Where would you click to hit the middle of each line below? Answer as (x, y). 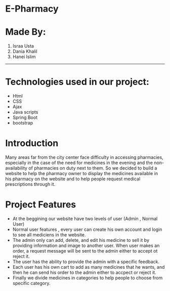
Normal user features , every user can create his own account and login (87, 229)
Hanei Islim (24, 57)
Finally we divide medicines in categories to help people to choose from (88, 278)
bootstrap (23, 123)
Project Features (41, 205)
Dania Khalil (25, 52)
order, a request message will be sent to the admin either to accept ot (85, 251)
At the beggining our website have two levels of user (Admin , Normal (85, 219)
